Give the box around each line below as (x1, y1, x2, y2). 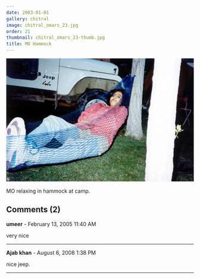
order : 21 (6, 29, 31, 35)
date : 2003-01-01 (6, 10, 49, 15)
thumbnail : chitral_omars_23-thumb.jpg (6, 35, 105, 41)
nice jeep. (6, 261, 31, 268)
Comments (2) (6, 205, 61, 215)
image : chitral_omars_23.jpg (6, 22, 79, 28)
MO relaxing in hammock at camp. (6, 187, 90, 195)
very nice (6, 232, 29, 239)
